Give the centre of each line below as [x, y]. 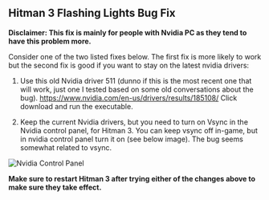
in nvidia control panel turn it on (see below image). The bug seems [131, 139]
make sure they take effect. [55, 187]
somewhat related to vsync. [66, 147]
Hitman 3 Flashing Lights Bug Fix [92, 13]
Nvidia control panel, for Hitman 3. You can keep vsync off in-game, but [139, 130]
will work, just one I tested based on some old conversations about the [137, 89]
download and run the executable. [77, 106]
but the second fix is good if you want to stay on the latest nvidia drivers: [129, 65]
